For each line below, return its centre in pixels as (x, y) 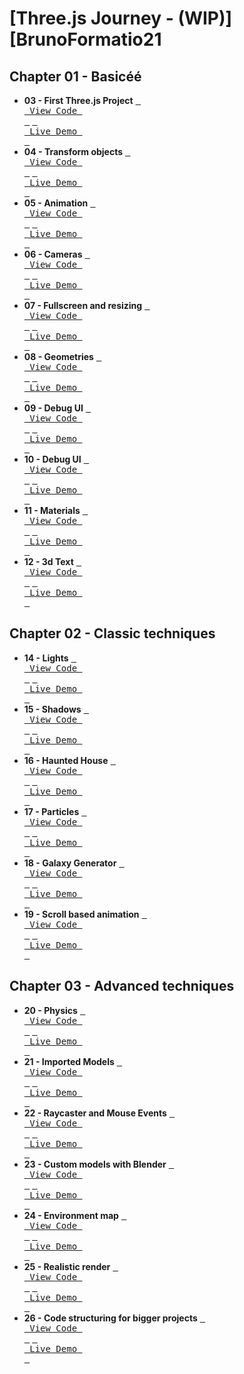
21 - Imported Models (69, 1061)
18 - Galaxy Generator (70, 863)
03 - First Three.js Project (78, 100)
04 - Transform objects (73, 151)
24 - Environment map (71, 1215)
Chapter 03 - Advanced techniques (122, 986)
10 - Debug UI (52, 459)
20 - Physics (50, 1010)
